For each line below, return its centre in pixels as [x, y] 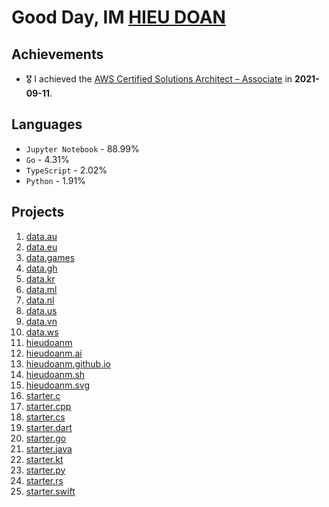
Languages [47, 124]
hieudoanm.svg [58, 385]
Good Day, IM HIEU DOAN [118, 17]
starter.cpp [48, 406]
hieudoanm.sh [55, 374]
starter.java [49, 448]
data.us [41, 310]
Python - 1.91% [55, 180]
